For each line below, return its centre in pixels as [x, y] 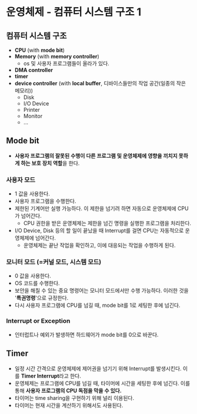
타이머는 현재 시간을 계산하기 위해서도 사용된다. [69, 405]
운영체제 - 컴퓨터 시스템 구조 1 [74, 12]
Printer [31, 110]
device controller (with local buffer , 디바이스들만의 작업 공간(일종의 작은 [100, 83]
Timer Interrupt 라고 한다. [51, 376]
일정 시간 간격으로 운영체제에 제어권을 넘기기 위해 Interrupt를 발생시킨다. [98, 368]
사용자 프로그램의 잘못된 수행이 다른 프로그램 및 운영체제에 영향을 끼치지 [96, 155]
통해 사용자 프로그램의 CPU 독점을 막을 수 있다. [68, 390]
